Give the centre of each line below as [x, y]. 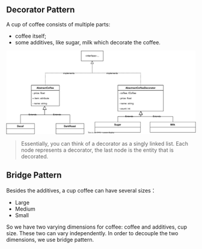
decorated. [35, 156]
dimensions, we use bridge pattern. [50, 239]
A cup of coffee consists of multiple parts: [58, 24]
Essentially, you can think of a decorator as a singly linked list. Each [104, 143]
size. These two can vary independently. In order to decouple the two [92, 233]
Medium [25, 209]
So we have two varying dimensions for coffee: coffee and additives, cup [97, 227]
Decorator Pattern [41, 10]
